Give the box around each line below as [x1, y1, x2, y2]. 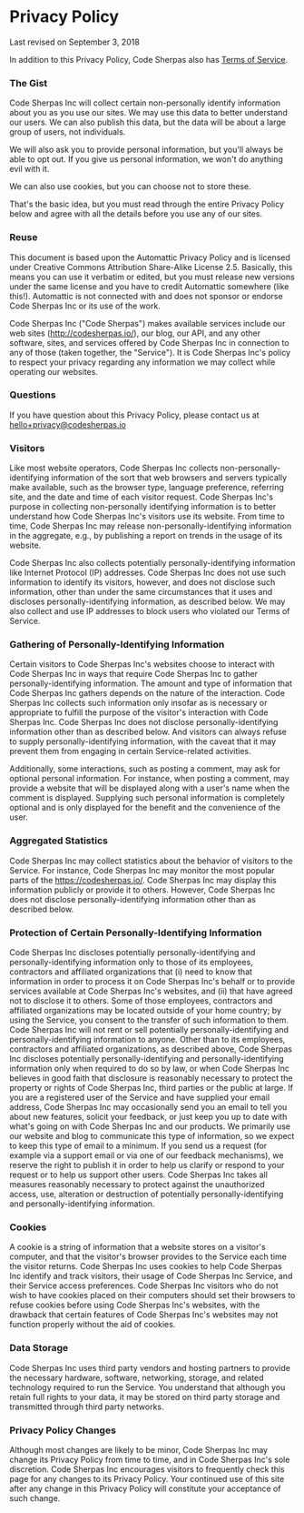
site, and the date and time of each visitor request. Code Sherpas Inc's [9, 491, 274, 502]
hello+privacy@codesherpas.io [9, 419, 127, 429]
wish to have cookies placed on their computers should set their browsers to [9, 1290, 296, 1301]
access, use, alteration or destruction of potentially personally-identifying [9, 1189, 284, 1200]
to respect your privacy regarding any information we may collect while [9, 357, 276, 368]
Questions [9, 388, 56, 401]
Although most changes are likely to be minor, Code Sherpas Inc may [9, 1444, 269, 1455]
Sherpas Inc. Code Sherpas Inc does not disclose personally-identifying [9, 717, 279, 728]
